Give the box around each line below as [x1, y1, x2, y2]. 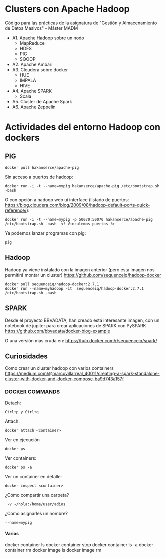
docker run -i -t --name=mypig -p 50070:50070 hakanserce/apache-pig [5, 217, 153, 222]
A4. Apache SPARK [12, 88, 52, 94]
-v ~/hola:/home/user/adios [7, 501, 66, 507]
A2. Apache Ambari [12, 61, 53, 67]
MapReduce [19, 40, 45, 46]
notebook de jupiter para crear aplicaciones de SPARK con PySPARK [5, 322, 146, 328]
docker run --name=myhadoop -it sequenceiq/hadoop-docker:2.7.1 [5, 286, 144, 291]
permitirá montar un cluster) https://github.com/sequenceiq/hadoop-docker [5, 272, 161, 278]
